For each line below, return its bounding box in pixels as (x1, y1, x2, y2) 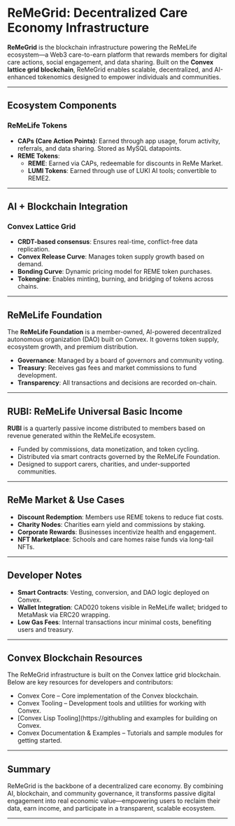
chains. (17, 282, 39, 291)
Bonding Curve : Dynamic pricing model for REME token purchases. (17, 268, 212, 276)
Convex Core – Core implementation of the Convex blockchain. (17, 691, 199, 700)
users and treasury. (17, 625, 74, 633)
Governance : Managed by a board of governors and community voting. (17, 356, 225, 365)
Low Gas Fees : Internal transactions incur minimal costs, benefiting (17, 618, 212, 626)
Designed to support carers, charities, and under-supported (17, 460, 190, 468)
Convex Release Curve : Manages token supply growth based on (17, 252, 205, 261)
